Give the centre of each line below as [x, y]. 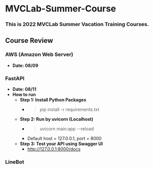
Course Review [29, 40]
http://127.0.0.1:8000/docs [54, 149]
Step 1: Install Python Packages [53, 100]
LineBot [15, 162]
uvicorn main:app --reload [67, 129]
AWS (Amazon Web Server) [39, 54]
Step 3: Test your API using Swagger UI [61, 144]
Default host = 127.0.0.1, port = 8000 [65, 139]
